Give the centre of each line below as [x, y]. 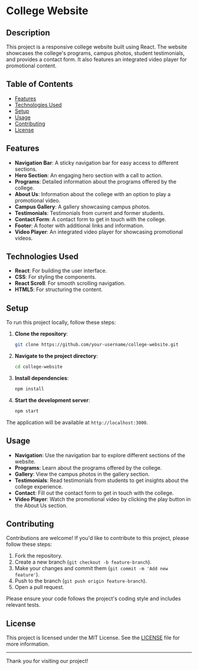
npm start [27, 411]
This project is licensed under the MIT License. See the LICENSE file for [93, 638]
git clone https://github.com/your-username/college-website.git [96, 345]
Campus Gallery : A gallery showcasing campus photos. [82, 206]
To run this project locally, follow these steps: [61, 323]
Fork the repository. [39, 556]
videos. [24, 238]
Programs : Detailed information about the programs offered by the [95, 181]
